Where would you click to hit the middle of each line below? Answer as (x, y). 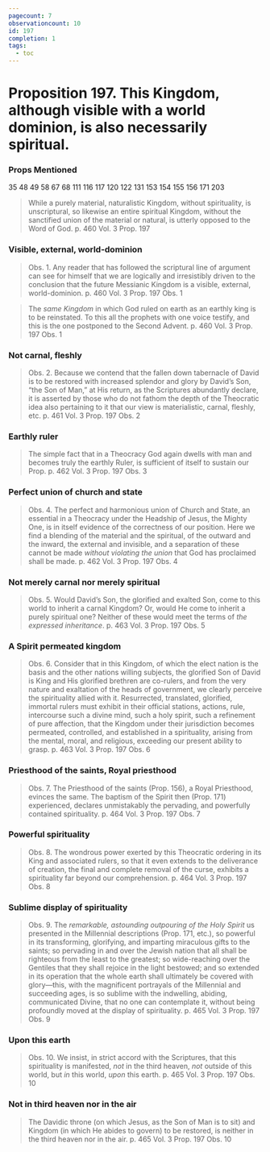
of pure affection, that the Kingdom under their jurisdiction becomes (141, 724)
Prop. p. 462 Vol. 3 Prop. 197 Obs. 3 (87, 471)
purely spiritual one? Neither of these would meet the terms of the (137, 616)
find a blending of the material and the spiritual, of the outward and (139, 535)
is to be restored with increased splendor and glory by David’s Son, (139, 382)
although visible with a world (107, 111)
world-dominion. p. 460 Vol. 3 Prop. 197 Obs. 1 (105, 293)
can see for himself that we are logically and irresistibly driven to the (141, 276)
